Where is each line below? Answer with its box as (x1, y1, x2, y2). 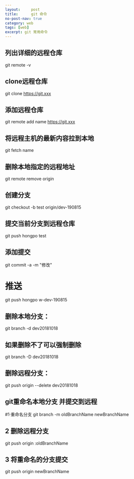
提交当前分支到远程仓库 (5, 219, 75, 228)
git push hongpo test (5, 232, 46, 238)
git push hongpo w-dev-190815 (5, 297, 68, 303)
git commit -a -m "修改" (5, 262, 52, 267)
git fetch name (5, 148, 34, 153)
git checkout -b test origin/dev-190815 (5, 204, 81, 210)
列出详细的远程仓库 (5, 49, 62, 57)
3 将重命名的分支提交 (5, 455, 68, 463)
